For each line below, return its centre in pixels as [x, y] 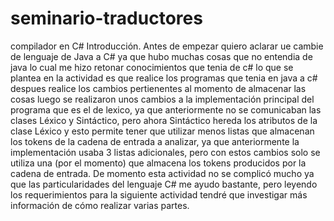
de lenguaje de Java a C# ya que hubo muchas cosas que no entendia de [161, 56]
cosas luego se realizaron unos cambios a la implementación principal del [162, 99]
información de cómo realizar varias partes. [100, 205]
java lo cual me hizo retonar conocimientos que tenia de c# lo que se [152, 67]
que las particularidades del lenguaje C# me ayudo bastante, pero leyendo [164, 184]
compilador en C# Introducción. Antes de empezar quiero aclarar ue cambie [167, 46]
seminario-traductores [106, 18]
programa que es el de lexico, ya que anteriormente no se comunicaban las [166, 109]
